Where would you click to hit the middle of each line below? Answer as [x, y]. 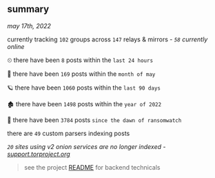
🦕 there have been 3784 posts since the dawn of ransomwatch [94, 120]
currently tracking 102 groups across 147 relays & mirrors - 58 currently [107, 39]
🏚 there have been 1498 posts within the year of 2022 [84, 103]
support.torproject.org [39, 154]
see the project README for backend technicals [92, 167]
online [16, 46]
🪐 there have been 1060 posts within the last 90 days [84, 88]
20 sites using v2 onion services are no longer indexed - [86, 146]
